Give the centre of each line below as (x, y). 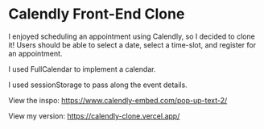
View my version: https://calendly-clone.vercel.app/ (94, 116)
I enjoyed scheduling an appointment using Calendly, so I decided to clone (132, 36)
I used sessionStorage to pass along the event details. (98, 85)
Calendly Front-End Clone (97, 14)
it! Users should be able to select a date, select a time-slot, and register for (132, 44)
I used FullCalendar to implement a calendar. (82, 69)
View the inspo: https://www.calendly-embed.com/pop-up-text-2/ (118, 100)
